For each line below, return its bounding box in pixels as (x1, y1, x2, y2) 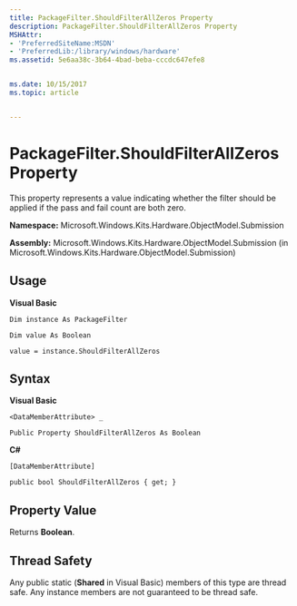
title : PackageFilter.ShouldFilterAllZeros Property (9, 13, 213, 23)
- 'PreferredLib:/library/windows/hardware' (9, 47, 181, 56)
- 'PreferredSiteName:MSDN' (9, 38, 116, 48)
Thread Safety (9, 552, 93, 568)
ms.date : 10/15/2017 (9, 80, 88, 89)
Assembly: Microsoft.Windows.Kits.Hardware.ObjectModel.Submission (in (9, 237, 289, 248)
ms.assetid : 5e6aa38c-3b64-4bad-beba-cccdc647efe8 (9, 55, 205, 64)
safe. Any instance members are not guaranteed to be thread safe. (9, 586, 259, 597)
